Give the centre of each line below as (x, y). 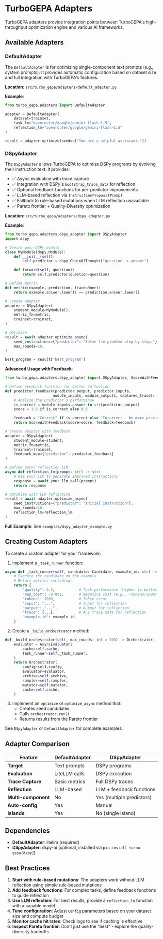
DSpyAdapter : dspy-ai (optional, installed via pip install (69, 848)
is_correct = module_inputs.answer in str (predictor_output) (77, 405)
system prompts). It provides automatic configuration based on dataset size (81, 72)
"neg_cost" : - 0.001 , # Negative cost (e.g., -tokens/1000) (90, 594)
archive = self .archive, (45, 676)
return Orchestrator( (35, 663)
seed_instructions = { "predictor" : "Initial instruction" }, (73, 503)
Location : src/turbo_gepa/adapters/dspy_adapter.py (58, 216)
